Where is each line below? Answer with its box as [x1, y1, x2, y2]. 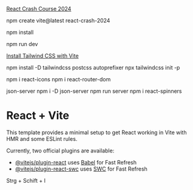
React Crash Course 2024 [6, 5, 72, 12]
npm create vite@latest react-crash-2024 [6, 17, 110, 24]
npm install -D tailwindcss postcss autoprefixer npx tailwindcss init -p [6, 64, 180, 71]
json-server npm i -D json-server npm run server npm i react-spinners [6, 87, 182, 95]
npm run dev [6, 41, 38, 47]
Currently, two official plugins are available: [6, 147, 115, 154]
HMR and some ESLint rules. [6, 135, 78, 142]
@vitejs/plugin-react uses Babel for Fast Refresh [15, 158, 137, 166]
